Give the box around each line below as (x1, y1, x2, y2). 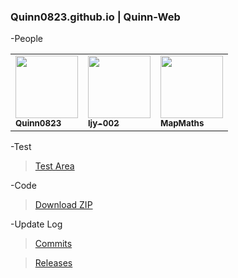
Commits (34, 238, 73, 250)
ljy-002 (88, 118, 120, 129)
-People (10, 33, 43, 45)
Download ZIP (34, 199, 93, 211)
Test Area (34, 160, 75, 172)
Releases (34, 257, 73, 269)
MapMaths (160, 118, 205, 129)
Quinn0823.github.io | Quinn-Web (10, 10, 181, 24)
